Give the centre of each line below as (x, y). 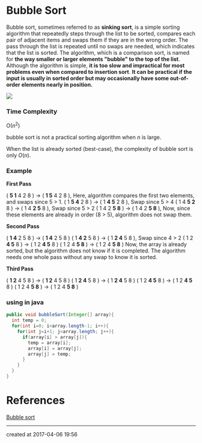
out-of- (179, 78)
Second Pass (23, 227)
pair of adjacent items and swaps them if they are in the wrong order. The (97, 40)
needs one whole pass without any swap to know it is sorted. (82, 257)
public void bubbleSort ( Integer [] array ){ (60, 315)
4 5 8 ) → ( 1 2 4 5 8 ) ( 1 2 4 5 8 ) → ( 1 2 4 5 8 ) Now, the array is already (97, 245)
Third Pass (20, 269)
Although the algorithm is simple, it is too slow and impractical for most (96, 65)
